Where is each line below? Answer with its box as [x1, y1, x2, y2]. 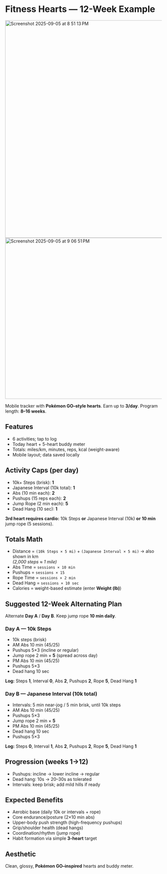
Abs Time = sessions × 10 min [12, 564, 76, 570]
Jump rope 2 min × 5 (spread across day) [12, 653, 98, 658]
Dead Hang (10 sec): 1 [12, 506, 58, 512]
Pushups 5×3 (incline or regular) [12, 647, 79, 653]
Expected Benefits [5, 795, 64, 804]
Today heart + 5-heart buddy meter [12, 441, 85, 447]
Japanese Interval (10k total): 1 [12, 484, 76, 491]
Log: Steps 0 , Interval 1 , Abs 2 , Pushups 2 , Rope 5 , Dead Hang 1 [5, 743, 137, 749]
